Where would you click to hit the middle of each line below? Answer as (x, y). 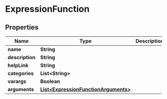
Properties (22, 27)
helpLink (18, 65)
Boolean (50, 81)
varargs (17, 81)
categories (21, 73)
